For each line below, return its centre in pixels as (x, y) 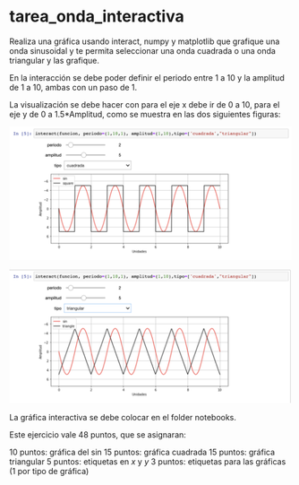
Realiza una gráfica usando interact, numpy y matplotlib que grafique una (145, 41)
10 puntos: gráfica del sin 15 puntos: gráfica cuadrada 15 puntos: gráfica (142, 452)
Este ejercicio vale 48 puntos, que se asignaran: (98, 435)
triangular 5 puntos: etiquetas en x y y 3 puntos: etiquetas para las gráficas (148, 462)
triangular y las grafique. (55, 60)
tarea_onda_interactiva (97, 17)
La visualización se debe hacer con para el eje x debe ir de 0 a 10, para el (145, 104)
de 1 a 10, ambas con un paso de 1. (73, 87)
